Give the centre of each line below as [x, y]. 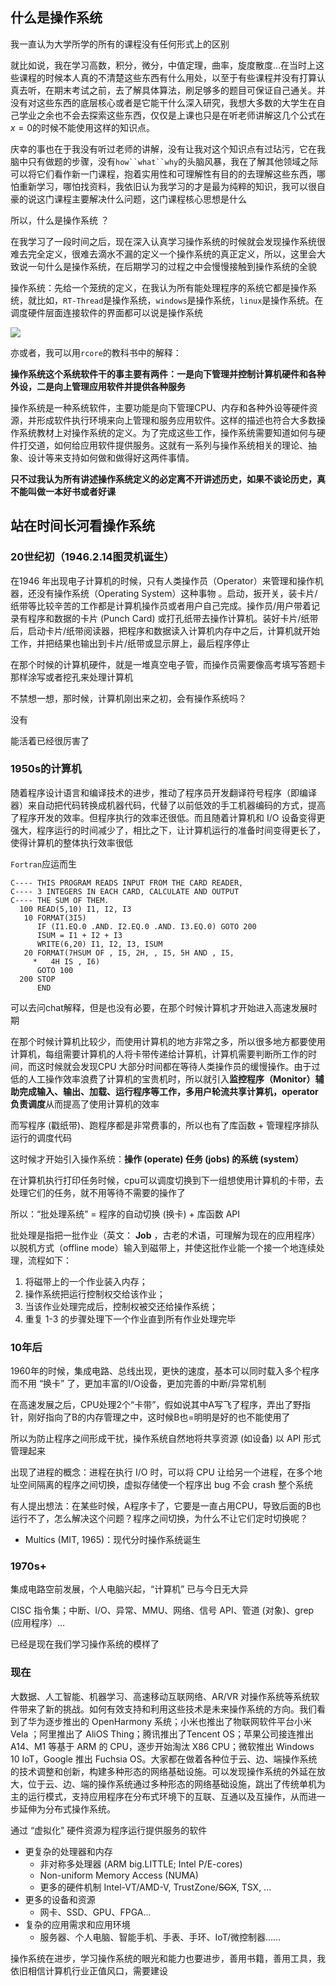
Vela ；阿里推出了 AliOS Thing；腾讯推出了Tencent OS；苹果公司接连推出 [162, 1734]
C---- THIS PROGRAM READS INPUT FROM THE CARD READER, [127, 883]
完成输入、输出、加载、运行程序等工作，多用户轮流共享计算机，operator [168, 1091]
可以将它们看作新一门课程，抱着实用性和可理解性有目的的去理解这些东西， [163, 174]
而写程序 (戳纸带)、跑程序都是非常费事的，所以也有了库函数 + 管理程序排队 [165, 1125]
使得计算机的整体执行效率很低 [71, 842]
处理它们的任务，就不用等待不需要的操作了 [98, 1192]
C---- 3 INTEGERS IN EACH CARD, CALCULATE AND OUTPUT [125, 891]
